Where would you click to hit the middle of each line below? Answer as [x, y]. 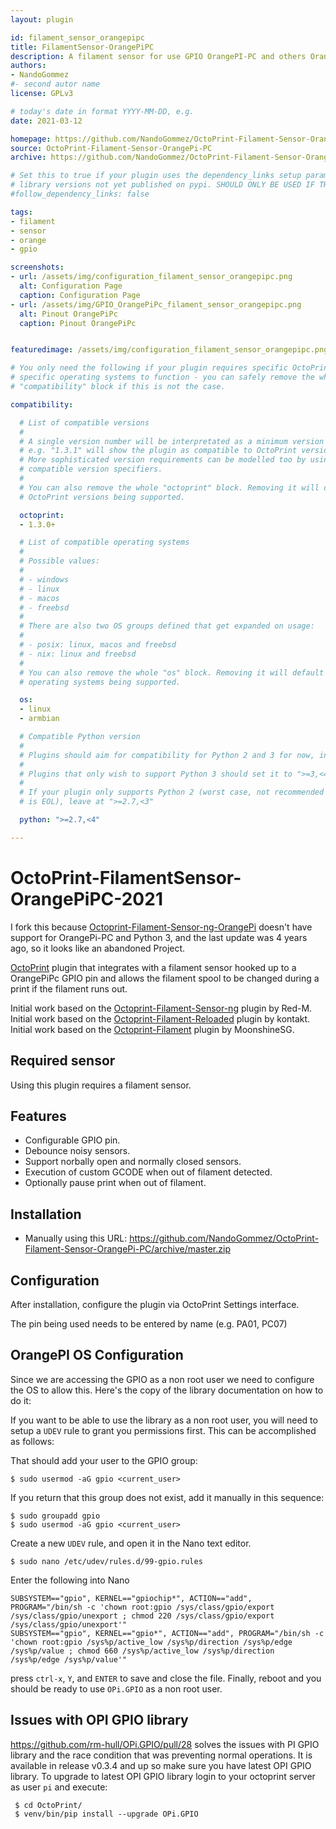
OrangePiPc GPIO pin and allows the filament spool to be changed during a [165, 978]
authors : [28, 66]
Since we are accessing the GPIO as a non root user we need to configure [162, 1379]
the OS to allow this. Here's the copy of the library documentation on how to [167, 1390]
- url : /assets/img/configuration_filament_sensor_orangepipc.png [151, 277]
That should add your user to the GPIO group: [104, 1460]
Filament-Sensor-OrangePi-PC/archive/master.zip [127, 1249]
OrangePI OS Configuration [97, 1355]
